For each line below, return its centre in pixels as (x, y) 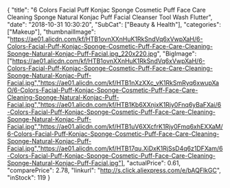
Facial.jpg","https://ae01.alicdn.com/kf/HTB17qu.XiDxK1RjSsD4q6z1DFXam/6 (115, 148)
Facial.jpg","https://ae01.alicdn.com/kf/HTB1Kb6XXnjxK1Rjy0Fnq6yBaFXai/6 (114, 105)
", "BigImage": (177, 54)
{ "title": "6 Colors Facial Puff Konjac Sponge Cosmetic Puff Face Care (106, 10)
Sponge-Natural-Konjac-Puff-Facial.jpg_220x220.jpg (82, 54)
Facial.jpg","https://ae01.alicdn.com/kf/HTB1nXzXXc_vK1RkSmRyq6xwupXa (113, 83)
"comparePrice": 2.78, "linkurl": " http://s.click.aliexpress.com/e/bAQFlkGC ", (114, 170)
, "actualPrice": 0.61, (152, 163)
